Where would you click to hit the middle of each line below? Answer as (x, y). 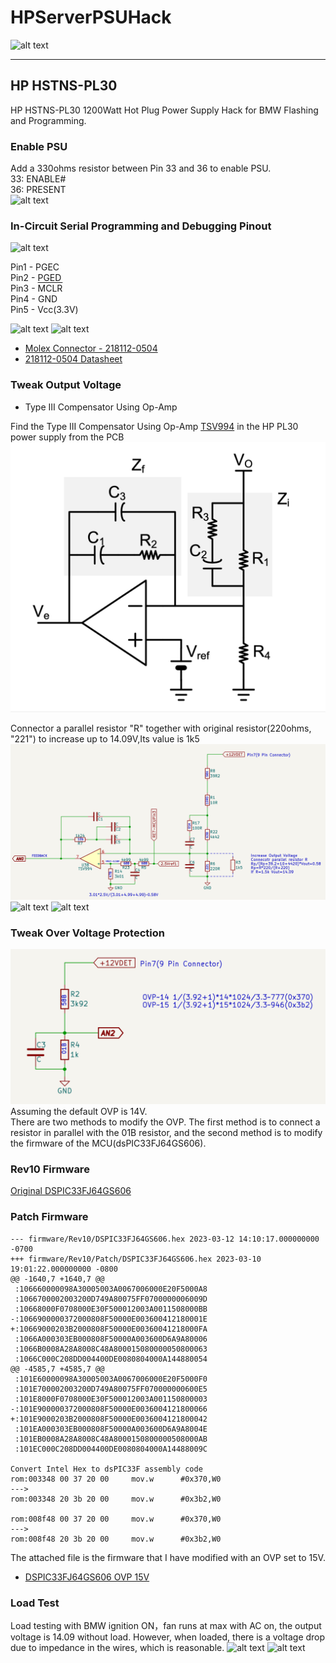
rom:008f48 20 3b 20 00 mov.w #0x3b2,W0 (116, 1539)
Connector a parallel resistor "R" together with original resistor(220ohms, (161, 728)
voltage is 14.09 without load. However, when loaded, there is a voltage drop (168, 1637)
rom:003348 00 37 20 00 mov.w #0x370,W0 (116, 1479)
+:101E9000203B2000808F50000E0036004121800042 (109, 1419)
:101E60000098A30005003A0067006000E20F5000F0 (111, 1379)
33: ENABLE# (38, 179)
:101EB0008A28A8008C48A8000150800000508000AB (111, 1439)
